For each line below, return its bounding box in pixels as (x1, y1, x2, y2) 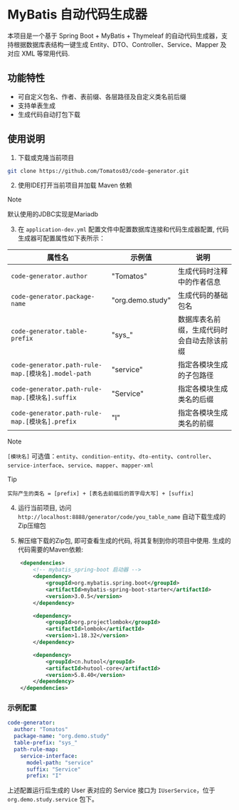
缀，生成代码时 (177, 325, 228, 335)
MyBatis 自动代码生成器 (7, 6, 148, 23)
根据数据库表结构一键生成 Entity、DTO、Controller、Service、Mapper (13, 40, 219, 48)
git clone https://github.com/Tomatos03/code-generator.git (7, 167, 190, 174)
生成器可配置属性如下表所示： (17, 234, 105, 243)
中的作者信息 (177, 277, 221, 287)
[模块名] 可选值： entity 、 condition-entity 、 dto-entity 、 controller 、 (7, 452, 216, 461)
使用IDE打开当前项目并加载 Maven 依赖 (17, 181, 133, 189)
